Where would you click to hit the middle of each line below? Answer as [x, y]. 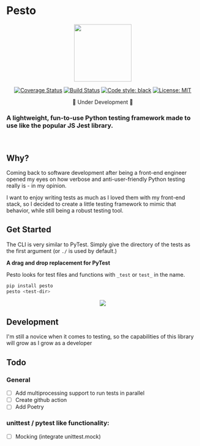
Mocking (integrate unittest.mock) [58, 436]
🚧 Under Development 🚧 [103, 102]
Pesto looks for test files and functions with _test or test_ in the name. [96, 274]
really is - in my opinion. [37, 186]
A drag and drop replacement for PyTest [58, 263]
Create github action [41, 400]
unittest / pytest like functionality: [58, 423]
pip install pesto [30, 286]
